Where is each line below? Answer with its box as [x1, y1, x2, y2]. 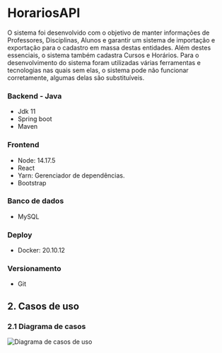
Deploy [7, 230, 33, 240]
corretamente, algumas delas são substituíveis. [7, 73, 145, 82]
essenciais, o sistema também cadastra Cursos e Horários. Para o [7, 51, 199, 59]
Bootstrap [17, 178, 47, 187]
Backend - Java [7, 91, 62, 100]
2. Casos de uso [7, 300, 80, 312]
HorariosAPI [7, 5, 81, 21]
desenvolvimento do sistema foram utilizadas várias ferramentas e [7, 58, 201, 66]
